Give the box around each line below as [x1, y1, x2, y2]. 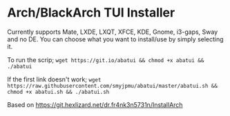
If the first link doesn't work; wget [7, 75, 102, 84]
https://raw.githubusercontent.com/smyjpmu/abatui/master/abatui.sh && [7, 82, 218, 89]
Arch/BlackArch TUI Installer [7, 5, 175, 21]
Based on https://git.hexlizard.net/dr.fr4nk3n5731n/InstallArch [7, 100, 183, 108]
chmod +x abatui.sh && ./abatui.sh [7, 88, 110, 95]
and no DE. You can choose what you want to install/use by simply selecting [7, 35, 224, 43]
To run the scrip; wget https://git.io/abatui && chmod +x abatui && [7, 55, 204, 64]
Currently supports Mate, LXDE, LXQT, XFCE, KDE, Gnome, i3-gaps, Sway [7, 28, 218, 36]
